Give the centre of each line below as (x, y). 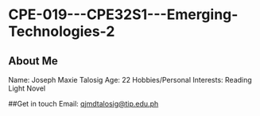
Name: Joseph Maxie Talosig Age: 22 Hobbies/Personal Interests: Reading (130, 80)
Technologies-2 (62, 31)
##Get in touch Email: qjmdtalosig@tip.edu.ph (83, 104)
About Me (33, 61)
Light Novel (27, 88)
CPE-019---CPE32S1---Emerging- (123, 15)
